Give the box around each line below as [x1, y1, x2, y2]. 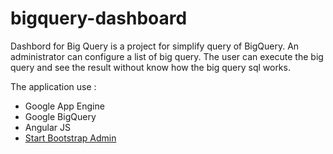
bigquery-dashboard [10, 7, 188, 30]
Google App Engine [24, 100, 105, 112]
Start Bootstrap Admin [24, 132, 117, 144]
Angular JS [24, 121, 72, 133]
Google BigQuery [24, 110, 97, 122]
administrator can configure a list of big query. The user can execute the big [10, 50, 324, 62]
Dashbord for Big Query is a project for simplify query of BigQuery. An [10, 40, 300, 52]
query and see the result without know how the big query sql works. [10, 61, 291, 73]
